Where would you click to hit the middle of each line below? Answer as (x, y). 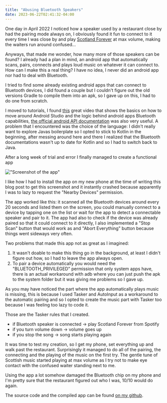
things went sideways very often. (39, 233)
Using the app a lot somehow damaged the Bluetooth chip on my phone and (83, 375)
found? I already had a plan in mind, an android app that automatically (77, 59)
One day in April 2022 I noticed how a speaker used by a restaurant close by (83, 28)
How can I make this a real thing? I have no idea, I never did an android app (82, 70)
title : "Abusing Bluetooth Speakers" (44, 10)
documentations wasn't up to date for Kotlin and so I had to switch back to (81, 142)
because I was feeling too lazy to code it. (47, 304)
